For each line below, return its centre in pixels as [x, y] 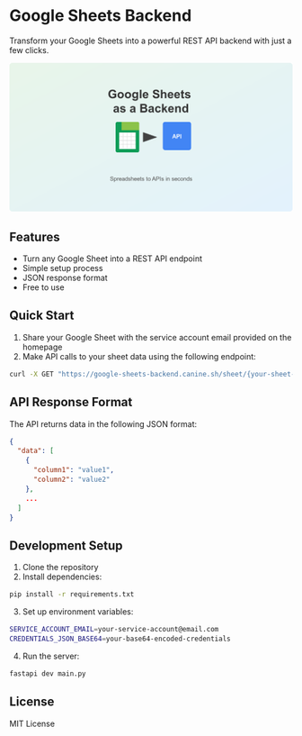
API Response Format [71, 402]
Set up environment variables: [78, 612]
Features [35, 236]
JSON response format [65, 278]
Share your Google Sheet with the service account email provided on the [157, 337]
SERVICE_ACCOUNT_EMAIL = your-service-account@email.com [114, 630]
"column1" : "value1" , [74, 470]
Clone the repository [60, 568]
